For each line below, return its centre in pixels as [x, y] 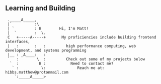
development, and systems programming [46, 50]
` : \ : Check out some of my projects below [76, 59]
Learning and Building [40, 8]
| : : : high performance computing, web [72, 46]
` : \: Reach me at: [58, 68]
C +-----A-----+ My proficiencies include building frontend [82, 37]
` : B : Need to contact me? [62, 63]
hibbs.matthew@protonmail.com [37, 72]
